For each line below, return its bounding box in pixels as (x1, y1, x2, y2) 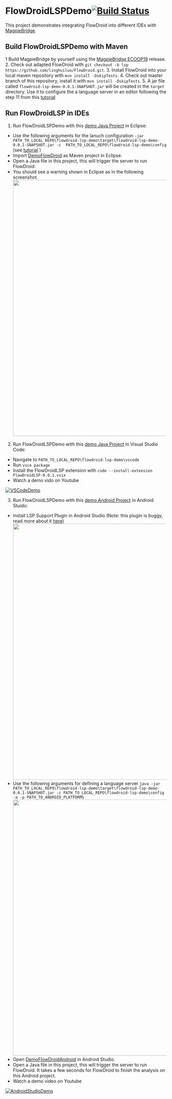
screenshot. (12, 174, 38, 180)
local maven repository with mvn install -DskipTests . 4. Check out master (5, 72, 163, 78)
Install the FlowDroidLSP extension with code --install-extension (12, 467, 153, 473)
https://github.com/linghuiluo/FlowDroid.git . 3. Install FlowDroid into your (5, 67, 167, 73)
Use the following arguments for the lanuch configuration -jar (12, 132, 144, 138)
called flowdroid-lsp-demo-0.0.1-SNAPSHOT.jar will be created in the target (5, 83, 165, 89)
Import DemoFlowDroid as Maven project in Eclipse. (12, 152, 122, 158)
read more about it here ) (12, 518, 64, 524)
